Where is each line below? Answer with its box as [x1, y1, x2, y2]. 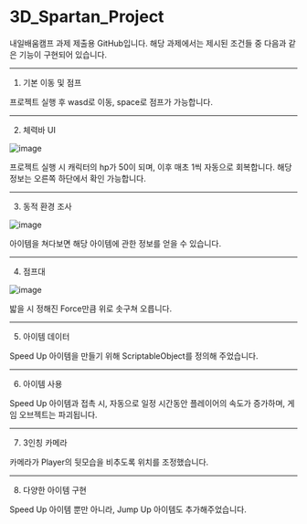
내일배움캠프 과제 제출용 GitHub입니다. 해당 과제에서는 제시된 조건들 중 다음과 [9, 37, 287, 48]
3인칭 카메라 [22, 436, 68, 448]
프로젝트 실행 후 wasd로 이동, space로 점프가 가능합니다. [9, 96, 213, 107]
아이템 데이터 [22, 330, 70, 341]
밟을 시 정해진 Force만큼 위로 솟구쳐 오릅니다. [9, 303, 172, 314]
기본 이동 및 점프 [22, 77, 82, 88]
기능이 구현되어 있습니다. [18, 48, 108, 60]
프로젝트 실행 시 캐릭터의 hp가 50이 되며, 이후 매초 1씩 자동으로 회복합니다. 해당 [9, 162, 292, 173]
